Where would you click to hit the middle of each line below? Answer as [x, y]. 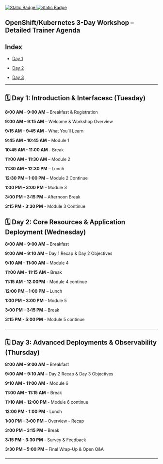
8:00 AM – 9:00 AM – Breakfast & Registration [51, 112]
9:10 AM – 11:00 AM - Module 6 [37, 383]
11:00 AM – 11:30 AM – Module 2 [38, 159]
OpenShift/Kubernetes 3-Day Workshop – [70, 23]
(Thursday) [23, 353]
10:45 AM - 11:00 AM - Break [34, 150]
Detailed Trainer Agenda [43, 30]
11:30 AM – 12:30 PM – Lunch [35, 169]
